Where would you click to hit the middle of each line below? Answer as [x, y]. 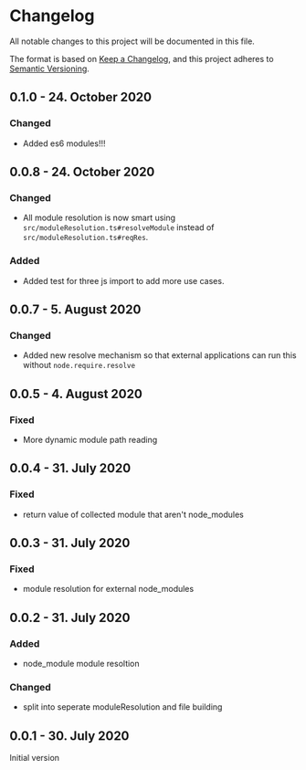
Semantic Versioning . [49, 69]
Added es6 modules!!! [64, 143]
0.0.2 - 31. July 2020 [70, 617]
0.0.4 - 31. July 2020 [70, 468]
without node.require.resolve [79, 365]
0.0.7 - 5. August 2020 [75, 310]
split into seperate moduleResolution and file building [122, 707]
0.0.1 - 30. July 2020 [69, 736]
